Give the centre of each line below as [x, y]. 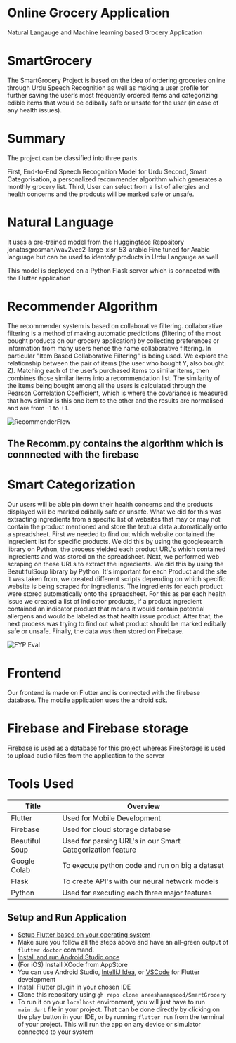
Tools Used [41, 784]
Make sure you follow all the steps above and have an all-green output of [123, 942]
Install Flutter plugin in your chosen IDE [74, 987]
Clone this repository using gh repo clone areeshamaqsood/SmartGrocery [122, 994]
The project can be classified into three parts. [73, 158]
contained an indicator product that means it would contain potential [106, 609]
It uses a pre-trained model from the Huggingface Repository [96, 242]
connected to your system [55, 1032]
